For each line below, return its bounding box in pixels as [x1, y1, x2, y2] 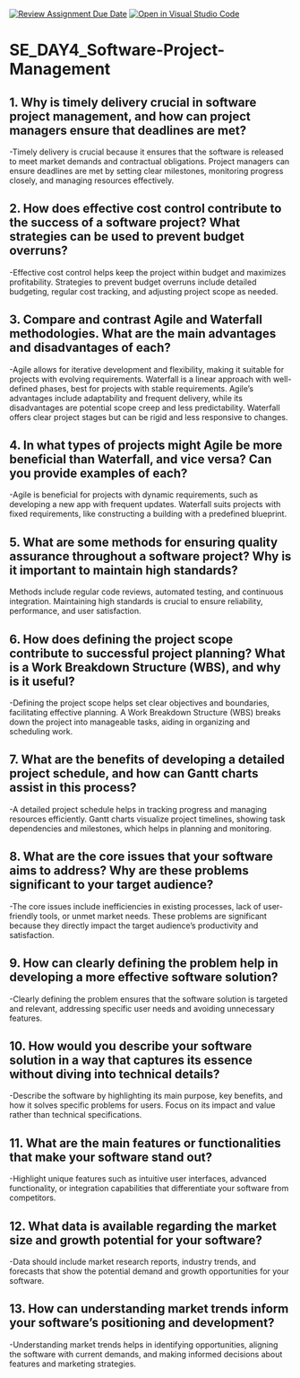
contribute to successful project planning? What [9, 645, 286, 661]
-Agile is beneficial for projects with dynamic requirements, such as [9, 489, 258, 500]
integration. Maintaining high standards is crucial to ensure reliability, [9, 596, 263, 607]
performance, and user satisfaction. [9, 606, 141, 617]
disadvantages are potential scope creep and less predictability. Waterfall [9, 402, 280, 413]
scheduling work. [9, 726, 73, 737]
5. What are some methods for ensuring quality [9, 534, 279, 549]
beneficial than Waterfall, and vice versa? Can [9, 452, 272, 467]
